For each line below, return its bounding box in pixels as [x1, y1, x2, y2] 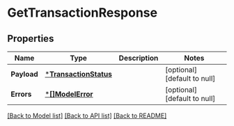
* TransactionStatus [45, 70, 113, 79]
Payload [10, 70, 38, 79]
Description [118, 54, 159, 63]
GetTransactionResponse [7, 5, 158, 21]
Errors [10, 89, 32, 99]
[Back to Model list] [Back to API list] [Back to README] [7, 111, 167, 120]
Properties [7, 33, 54, 45]
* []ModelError [45, 89, 93, 99]
